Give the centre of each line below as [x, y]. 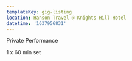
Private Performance [32, 41]
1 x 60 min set [24, 52]
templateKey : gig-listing [39, 12]
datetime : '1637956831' [36, 23]
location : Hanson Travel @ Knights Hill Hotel [66, 18]
